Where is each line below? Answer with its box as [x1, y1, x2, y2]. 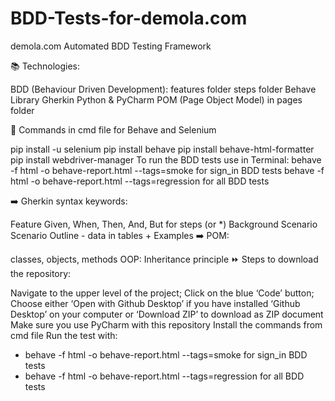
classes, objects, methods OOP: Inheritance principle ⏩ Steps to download [10, 253, 319, 265]
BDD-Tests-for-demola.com [10, 7, 248, 30]
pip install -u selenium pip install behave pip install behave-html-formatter [10, 143, 315, 155]
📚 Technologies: [10, 60, 81, 72]
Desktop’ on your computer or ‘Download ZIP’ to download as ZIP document [10, 308, 324, 320]
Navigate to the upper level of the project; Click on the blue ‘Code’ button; [10, 287, 315, 299]
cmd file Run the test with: [10, 329, 118, 341]
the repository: [10, 267, 72, 279]
